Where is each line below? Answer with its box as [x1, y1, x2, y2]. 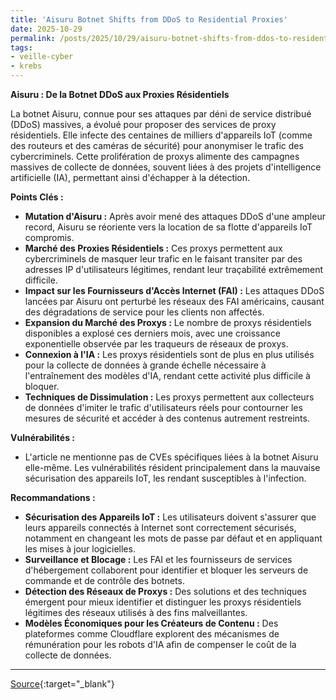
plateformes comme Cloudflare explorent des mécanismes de [24, 628, 280, 640]
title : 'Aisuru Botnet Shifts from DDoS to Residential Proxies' [10, 14, 288, 25]
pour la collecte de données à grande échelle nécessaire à [24, 359, 267, 371]
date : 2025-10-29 [10, 24, 83, 34]
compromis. [24, 232, 75, 243]
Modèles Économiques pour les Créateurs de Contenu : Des [24, 617, 279, 629]
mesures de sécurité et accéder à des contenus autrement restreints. [24, 412, 310, 424]
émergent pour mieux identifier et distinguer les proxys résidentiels [24, 596, 302, 608]
